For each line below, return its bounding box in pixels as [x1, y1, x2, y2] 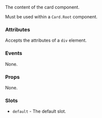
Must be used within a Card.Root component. [5, 14, 98, 19]
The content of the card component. [5, 4, 80, 10]
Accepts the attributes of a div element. [5, 37, 87, 44]
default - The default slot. [12, 109, 66, 115]
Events [5, 50, 22, 57]
